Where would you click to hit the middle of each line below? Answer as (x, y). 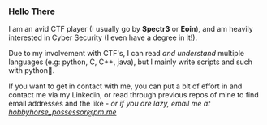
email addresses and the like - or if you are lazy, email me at (110, 104)
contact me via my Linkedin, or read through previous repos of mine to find (133, 95)
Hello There (32, 11)
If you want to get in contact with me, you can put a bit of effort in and (125, 86)
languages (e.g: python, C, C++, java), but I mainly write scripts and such (131, 62)
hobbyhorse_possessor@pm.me (62, 112)
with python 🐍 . (32, 71)
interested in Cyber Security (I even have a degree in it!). (103, 37)
